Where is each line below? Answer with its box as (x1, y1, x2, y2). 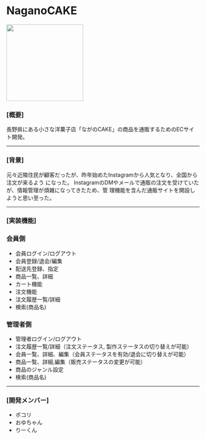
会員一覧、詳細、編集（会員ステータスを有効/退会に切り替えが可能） (15, 351, 189, 358)
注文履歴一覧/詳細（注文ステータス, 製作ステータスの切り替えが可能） (15, 343, 193, 350)
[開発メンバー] (6, 396, 49, 405)
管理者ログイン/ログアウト (15, 335, 82, 343)
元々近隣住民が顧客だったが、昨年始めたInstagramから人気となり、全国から (6, 171, 198, 178)
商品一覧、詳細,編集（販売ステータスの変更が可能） (15, 358, 146, 365)
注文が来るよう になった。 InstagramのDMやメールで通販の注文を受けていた (6, 178, 199, 186)
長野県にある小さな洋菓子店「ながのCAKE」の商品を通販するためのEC (6, 126, 184, 133)
